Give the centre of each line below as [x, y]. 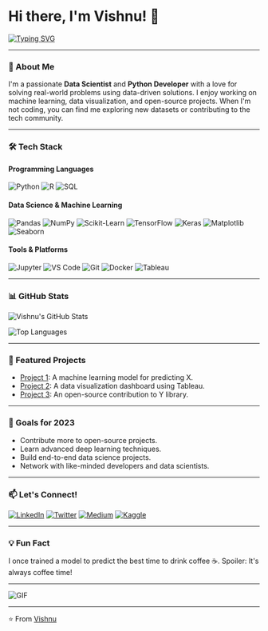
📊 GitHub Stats [39, 296]
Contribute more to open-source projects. [89, 440]
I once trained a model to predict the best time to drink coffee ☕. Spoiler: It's [134, 561]
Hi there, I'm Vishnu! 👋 [84, 16]
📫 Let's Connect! [43, 494]
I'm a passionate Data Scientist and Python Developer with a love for [123, 84]
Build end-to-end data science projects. [85, 457]
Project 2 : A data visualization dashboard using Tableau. [112, 386]
